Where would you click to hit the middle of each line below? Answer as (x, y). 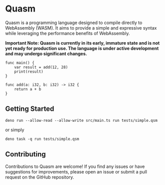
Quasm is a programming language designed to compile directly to (74, 23)
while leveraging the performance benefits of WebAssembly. (67, 33)
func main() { (20, 63)
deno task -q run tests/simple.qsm (42, 139)
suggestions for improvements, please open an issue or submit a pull (76, 171)
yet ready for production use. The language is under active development (82, 48)
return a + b (28, 89)
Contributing (25, 154)
